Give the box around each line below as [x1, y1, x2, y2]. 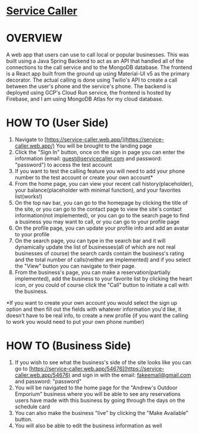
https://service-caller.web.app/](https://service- [46, 136, 165, 143]
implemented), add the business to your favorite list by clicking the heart [14, 275, 192, 282]
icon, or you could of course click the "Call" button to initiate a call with [14, 282, 189, 289]
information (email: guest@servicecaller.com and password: [14, 155, 162, 162]
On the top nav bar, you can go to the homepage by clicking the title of [14, 199, 188, 207]
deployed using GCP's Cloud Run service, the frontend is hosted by [6, 89, 172, 96]
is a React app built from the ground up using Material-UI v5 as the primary [6, 70, 190, 77]
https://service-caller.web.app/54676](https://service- [30, 365, 165, 372]
